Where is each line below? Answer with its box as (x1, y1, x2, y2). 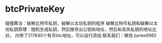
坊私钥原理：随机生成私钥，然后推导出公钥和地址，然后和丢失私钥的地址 (5, 26, 152, 32)
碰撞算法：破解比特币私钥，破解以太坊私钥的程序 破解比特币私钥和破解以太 (5, 20, 158, 26)
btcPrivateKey (5, 3, 65, 15)
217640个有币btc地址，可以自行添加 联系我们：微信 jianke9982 (28, 32, 157, 38)
